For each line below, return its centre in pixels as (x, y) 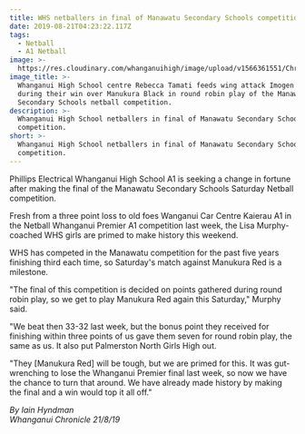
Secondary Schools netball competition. (95, 102)
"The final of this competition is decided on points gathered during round (146, 289)
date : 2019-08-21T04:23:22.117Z (70, 26)
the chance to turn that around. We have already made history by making (146, 382)
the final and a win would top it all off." (81, 392)
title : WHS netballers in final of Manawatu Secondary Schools (132, 18)
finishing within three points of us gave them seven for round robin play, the (151, 336)
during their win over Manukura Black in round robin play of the (146, 94)
